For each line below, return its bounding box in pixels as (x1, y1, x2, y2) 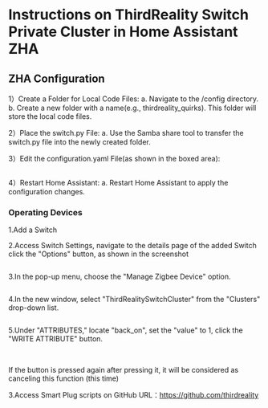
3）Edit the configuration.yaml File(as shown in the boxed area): (8, 154, 221, 163)
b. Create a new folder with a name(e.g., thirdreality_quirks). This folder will (8, 103, 257, 112)
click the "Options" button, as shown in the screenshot (8, 249, 189, 259)
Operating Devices (8, 206, 83, 218)
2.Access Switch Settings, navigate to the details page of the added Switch (8, 241, 257, 251)
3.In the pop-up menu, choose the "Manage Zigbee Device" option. (8, 271, 231, 282)
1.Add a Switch (8, 225, 58, 235)
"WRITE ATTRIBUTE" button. (8, 334, 103, 344)
